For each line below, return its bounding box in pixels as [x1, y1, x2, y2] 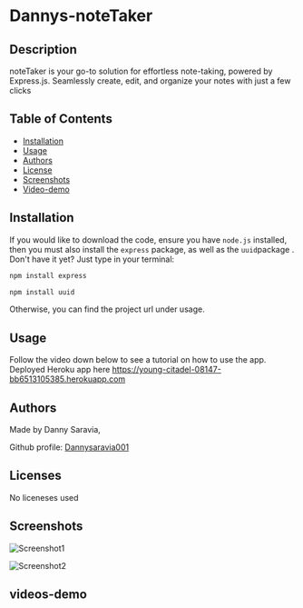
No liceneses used [9, 492, 79, 503]
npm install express [9, 271, 88, 280]
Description [9, 42, 77, 57]
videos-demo [9, 587, 88, 603]
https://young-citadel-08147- [112, 364, 222, 375]
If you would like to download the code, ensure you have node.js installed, [9, 234, 288, 245]
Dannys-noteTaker [9, 5, 153, 26]
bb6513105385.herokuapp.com [9, 374, 126, 384]
